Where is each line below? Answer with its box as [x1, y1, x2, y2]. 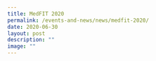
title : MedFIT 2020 [7, 10, 65, 18]
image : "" [7, 43, 37, 50]
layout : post [7, 29, 46, 37]
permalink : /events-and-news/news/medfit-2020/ [7, 17, 150, 24]
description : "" [7, 36, 55, 43]
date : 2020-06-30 [7, 23, 58, 30]
